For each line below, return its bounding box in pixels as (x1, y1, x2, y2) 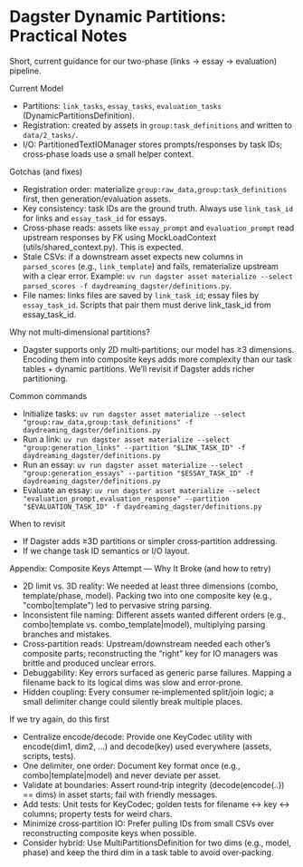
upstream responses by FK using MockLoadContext (22, 231, 217, 242)
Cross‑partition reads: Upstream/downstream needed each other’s (22, 638, 271, 649)
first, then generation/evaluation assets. (22, 193, 172, 204)
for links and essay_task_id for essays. (22, 212, 167, 223)
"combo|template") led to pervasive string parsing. (22, 599, 213, 610)
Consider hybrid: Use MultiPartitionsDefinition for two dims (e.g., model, (22, 837, 291, 848)
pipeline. (9, 65, 42, 76)
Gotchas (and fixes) (9, 166, 83, 177)
